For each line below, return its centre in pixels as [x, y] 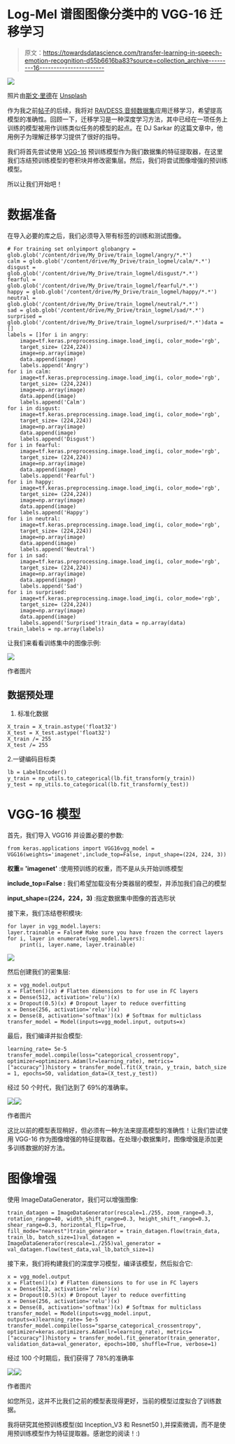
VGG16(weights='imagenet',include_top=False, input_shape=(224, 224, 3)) [117, 854]
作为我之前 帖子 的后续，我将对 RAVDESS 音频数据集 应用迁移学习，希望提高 [115, 110]
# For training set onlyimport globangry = [72, 249]
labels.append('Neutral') [58, 549]
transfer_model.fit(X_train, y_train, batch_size [153, 1067]
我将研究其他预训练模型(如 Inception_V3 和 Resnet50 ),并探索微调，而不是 [114, 1424]
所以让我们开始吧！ [35, 184]
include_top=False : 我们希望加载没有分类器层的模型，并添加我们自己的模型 [117, 883]
